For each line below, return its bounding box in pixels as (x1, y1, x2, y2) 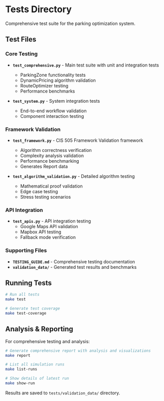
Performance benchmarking (20, 158, 80, 164)
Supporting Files (5, 247, 47, 254)
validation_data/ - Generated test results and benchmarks (12, 264, 137, 270)
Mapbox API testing (20, 229, 62, 235)
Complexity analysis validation (20, 152, 84, 159)
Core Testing (5, 50, 38, 57)
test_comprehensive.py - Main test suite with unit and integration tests (12, 62, 159, 68)
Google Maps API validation (20, 224, 79, 230)
